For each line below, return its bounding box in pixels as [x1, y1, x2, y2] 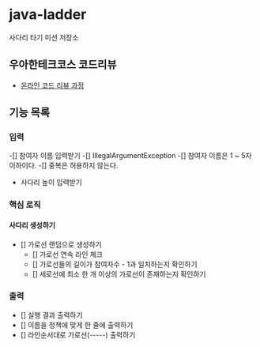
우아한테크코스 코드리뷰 [9, 58, 117, 72]
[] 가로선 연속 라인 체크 [32, 249, 104, 258]
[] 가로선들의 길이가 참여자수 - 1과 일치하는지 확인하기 [32, 259, 198, 269]
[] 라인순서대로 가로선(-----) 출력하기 [20, 330, 136, 339]
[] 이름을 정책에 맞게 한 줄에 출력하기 [20, 320, 134, 330]
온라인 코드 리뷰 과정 [20, 81, 85, 90]
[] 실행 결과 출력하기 [20, 310, 83, 319]
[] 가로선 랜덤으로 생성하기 [20, 240, 102, 249]
